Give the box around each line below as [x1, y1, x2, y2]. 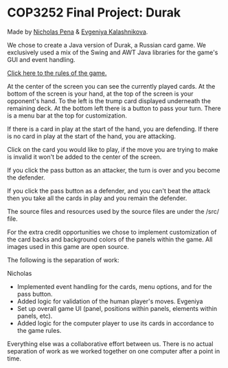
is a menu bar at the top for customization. [7, 111, 127, 120]
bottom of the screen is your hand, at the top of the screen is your [7, 89, 194, 98]
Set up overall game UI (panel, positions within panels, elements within [16, 304, 218, 312]
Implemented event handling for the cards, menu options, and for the [16, 282, 212, 290]
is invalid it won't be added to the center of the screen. [7, 153, 162, 161]
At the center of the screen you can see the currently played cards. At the [7, 82, 216, 90]
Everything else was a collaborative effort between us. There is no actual [7, 339, 214, 348]
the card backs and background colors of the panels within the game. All [7, 235, 213, 243]
